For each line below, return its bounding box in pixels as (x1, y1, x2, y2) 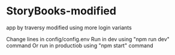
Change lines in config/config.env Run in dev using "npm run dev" (6, 35, 170, 42)
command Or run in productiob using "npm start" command (6, 42, 154, 49)
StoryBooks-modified (6, 4, 117, 18)
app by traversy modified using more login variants (6, 24, 132, 31)
